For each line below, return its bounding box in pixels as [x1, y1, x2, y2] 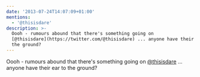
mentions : [6, 14, 31, 20]
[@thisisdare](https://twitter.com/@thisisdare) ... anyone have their [11, 36, 195, 42]
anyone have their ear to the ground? [6, 64, 98, 71]
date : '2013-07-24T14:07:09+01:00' [6, 8, 95, 15]
